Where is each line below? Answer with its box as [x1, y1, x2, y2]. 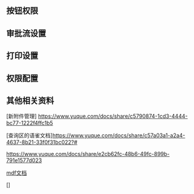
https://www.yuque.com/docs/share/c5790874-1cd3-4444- [38, 112, 188, 120]
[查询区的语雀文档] [6, 132, 53, 139]
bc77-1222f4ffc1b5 [6, 120, 53, 127]
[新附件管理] [6, 112, 37, 120]
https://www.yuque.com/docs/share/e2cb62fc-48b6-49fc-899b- [6, 150, 170, 158]
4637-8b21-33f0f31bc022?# [6, 138, 77, 146]
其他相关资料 [6, 95, 54, 106]
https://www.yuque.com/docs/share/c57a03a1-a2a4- [52, 132, 186, 139]
